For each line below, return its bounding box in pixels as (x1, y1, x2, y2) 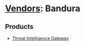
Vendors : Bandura (5, 3, 81, 14)
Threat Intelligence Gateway (12, 35, 69, 41)
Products (5, 23, 34, 31)
